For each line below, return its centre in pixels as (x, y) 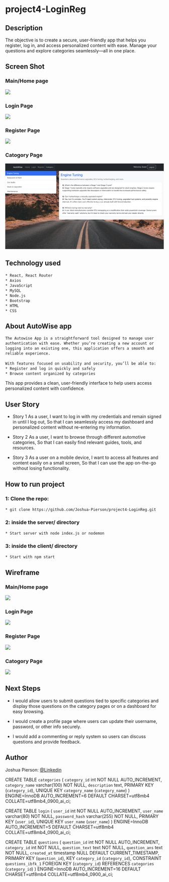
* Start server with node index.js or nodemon (55, 534)
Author (16, 758)
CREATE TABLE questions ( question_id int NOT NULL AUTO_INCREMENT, (82, 842)
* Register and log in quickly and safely (50, 369)
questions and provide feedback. (47, 742)
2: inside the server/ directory (43, 522)
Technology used (33, 263)
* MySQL (13, 291)
